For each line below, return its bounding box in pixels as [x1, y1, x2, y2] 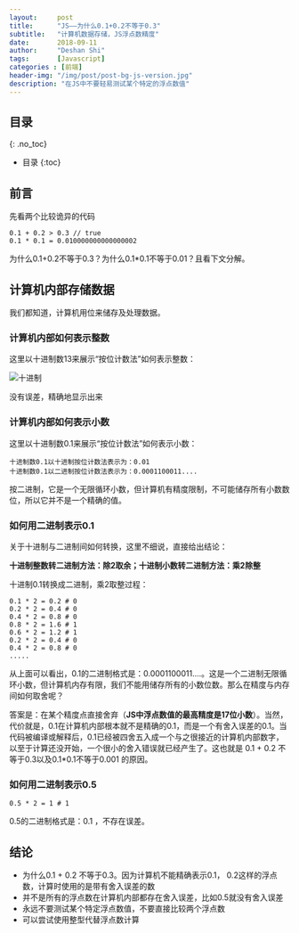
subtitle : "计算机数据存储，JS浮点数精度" [9, 29, 160, 38]
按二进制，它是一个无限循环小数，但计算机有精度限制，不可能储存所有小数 [9, 483, 282, 495]
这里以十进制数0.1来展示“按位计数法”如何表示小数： [9, 438, 198, 448]
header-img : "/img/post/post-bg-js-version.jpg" [9, 71, 193, 80]
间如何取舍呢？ [9, 690, 64, 700]
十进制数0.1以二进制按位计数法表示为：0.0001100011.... [9, 467, 198, 476]
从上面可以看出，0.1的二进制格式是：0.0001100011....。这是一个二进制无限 [9, 667, 280, 678]
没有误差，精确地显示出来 [9, 391, 103, 402]
